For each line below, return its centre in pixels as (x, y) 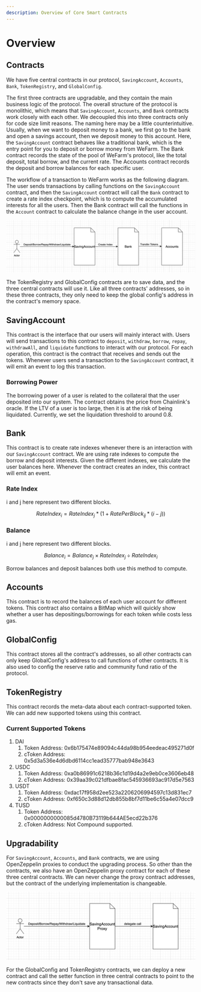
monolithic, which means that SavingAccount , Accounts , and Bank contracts (97, 110)
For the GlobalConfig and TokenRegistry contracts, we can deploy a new (96, 970)
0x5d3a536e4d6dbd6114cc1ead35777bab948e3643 (89, 761)
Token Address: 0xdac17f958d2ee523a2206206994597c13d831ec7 (108, 793)
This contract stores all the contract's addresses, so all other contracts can (99, 654)
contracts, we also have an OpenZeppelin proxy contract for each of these (98, 871)
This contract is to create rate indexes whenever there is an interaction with (100, 448)
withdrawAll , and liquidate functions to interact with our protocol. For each (100, 348)
